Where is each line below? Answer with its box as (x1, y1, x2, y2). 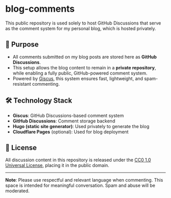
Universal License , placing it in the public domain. (5, 162, 109, 168)
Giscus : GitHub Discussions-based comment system (12, 112, 124, 118)
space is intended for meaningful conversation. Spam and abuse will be (5, 182, 155, 189)
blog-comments (5, 3, 75, 15)
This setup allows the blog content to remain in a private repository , (12, 64, 156, 70)
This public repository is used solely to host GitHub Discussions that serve (5, 20, 161, 26)
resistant (12, 81, 32, 87)
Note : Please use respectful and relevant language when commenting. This (5, 177, 163, 183)
